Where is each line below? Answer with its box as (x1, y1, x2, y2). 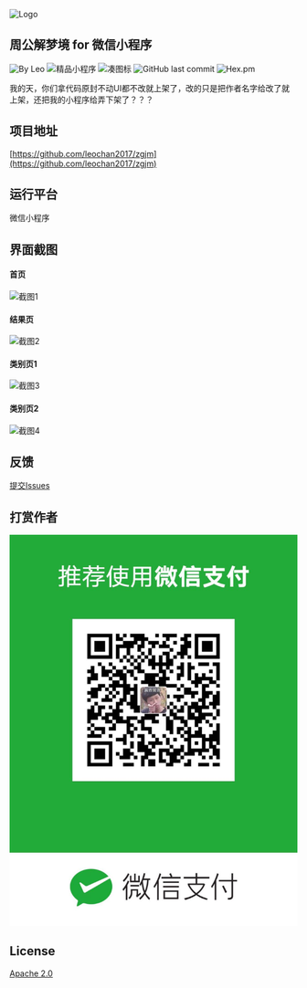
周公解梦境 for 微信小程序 (9, 37, 153, 53)
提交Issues (9, 480, 50, 491)
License (9, 943, 56, 959)
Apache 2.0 (9, 968, 53, 979)
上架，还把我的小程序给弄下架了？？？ (9, 94, 153, 105)
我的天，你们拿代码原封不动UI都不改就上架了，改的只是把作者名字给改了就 (9, 82, 291, 93)
